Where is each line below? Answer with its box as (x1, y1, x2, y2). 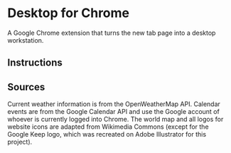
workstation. (7, 36, 44, 44)
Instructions (7, 57, 63, 69)
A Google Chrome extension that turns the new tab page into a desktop (7, 28, 216, 37)
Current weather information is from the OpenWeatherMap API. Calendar (7, 100, 220, 108)
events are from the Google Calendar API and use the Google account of (7, 107, 220, 116)
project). (7, 137, 33, 147)
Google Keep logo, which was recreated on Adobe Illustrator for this (7, 130, 207, 139)
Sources (7, 80, 45, 93)
